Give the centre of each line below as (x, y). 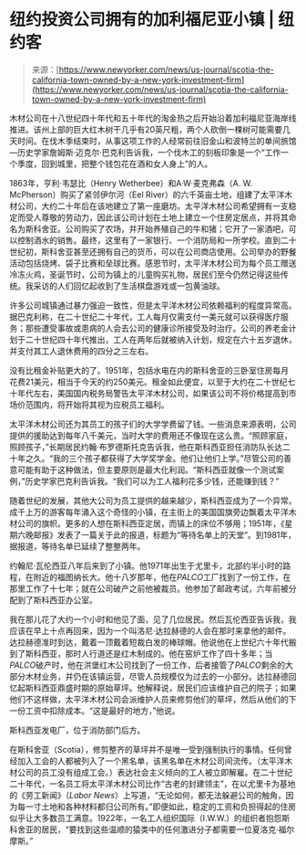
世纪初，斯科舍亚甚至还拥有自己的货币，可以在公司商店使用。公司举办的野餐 (153, 251)
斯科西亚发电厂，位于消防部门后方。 (77, 730)
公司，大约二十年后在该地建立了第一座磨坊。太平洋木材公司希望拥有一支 (153, 206)
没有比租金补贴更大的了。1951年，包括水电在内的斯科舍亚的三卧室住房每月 (149, 370)
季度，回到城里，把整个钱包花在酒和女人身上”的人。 (115, 164)
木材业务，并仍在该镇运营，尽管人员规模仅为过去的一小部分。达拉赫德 (157, 676)
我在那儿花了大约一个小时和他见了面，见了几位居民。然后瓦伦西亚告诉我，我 (153, 619)
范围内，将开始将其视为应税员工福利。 (97, 405)
